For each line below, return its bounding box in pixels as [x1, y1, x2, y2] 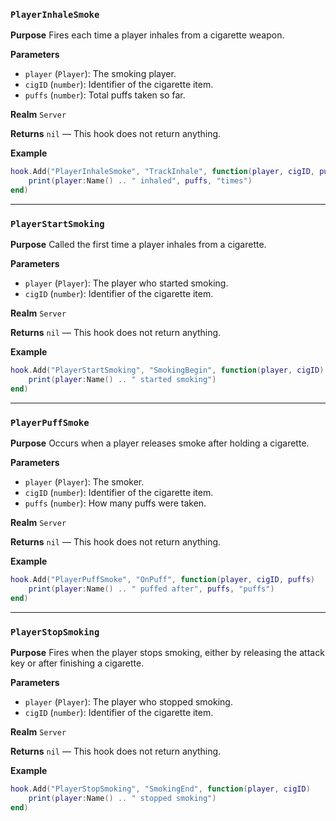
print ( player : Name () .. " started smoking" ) [28, 375, 217, 385]
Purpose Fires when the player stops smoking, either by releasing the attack [10, 647, 325, 659]
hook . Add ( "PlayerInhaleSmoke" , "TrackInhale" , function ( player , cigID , [10, 167, 315, 177]
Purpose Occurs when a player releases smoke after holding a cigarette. [10, 437, 310, 449]
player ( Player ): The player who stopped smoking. [24, 696, 233, 708]
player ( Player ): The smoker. [24, 476, 145, 488]
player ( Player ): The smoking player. [24, 68, 177, 80]
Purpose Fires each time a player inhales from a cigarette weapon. [10, 29, 285, 41]
